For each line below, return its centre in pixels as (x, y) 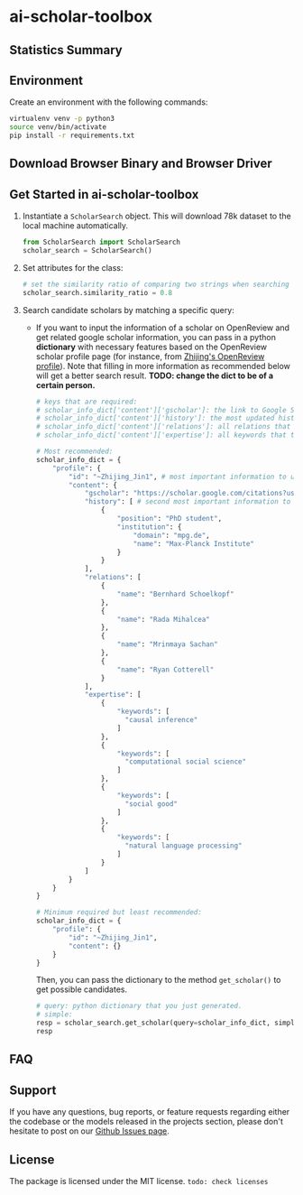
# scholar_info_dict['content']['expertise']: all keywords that (161, 435)
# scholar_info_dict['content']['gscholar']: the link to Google (161, 410)
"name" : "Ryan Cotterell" (165, 670)
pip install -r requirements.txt (72, 136)
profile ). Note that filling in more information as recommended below (163, 366)
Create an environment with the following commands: (109, 102)
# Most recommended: (74, 452)
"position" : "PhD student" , (170, 519)
